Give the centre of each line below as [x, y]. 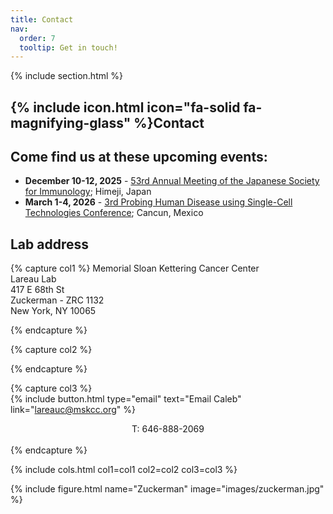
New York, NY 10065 [53, 311]
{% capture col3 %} [51, 388]
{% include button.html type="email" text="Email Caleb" [126, 399]
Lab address [50, 244]
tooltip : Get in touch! [68, 47]
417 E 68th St [37, 290]
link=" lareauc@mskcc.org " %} [73, 410]
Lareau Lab [33, 279]
